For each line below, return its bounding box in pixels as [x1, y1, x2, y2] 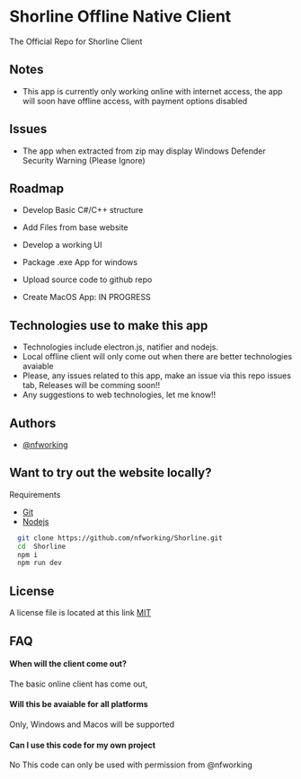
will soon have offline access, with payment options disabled [22, 95, 248, 106]
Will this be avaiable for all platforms [9, 699, 148, 710]
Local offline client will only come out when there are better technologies [22, 351, 293, 362]
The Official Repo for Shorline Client [9, 36, 143, 47]
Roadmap [9, 181, 65, 196]
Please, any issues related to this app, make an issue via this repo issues [22, 370, 292, 381]
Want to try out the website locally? [9, 465, 212, 481]
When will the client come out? [9, 659, 128, 669]
